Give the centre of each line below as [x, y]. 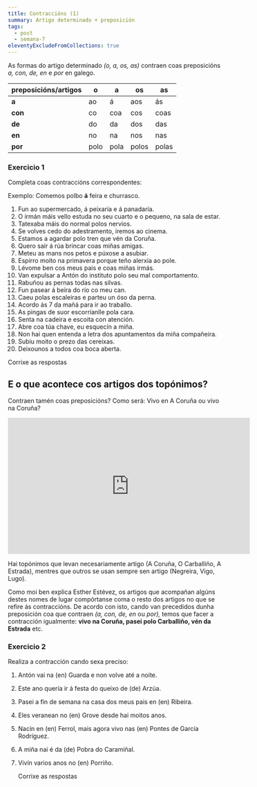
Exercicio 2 [27, 646]
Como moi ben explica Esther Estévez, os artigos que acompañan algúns [112, 592]
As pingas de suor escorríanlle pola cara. [76, 312]
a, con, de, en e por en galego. [51, 73]
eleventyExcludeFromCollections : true [64, 46]
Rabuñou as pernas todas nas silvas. [70, 283]
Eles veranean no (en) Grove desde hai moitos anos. [92, 715]
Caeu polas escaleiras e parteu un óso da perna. [87, 298]
